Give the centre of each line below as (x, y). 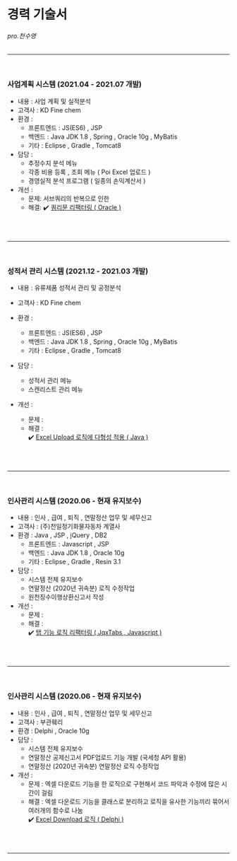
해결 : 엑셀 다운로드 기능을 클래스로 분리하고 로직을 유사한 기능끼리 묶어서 (129, 801)
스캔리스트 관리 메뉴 (55, 389)
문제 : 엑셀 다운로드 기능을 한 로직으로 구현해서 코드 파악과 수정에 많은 (124, 784)
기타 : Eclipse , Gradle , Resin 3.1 (74, 562)
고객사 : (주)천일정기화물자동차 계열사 (69, 527)
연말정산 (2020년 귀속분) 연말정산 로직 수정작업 (94, 766)
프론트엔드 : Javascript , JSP (68, 544)
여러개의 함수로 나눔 (55, 810)
